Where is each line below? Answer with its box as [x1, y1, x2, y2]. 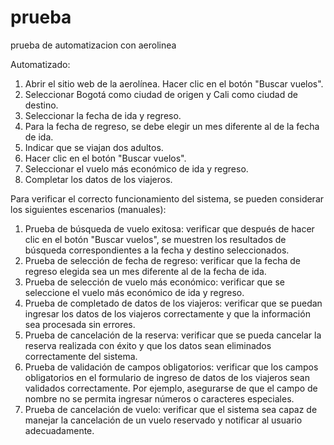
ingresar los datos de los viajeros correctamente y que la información [24, 307, 311, 320]
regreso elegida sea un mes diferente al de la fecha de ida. [24, 265, 267, 277]
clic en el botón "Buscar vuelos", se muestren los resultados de [24, 233, 287, 245]
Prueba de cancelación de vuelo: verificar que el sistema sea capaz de [24, 403, 318, 415]
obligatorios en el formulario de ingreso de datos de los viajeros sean [24, 371, 310, 383]
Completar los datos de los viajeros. [24, 173, 173, 185]
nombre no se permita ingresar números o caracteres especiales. [24, 392, 295, 405]
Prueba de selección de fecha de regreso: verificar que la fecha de [24, 254, 302, 266]
